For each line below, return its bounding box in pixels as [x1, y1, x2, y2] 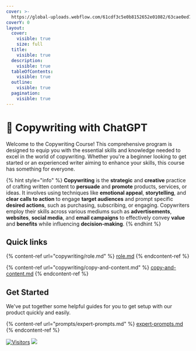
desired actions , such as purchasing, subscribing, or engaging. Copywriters [6, 202, 190, 209]
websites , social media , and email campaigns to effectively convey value [6, 214, 185, 221]
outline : [11, 80, 33, 86]
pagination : [11, 90, 41, 96]
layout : [6, 25, 25, 31]
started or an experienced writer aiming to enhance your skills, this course [6, 159, 185, 166]
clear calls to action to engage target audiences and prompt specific [6, 195, 173, 202]
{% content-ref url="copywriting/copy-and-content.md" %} [6, 264, 150, 271]
